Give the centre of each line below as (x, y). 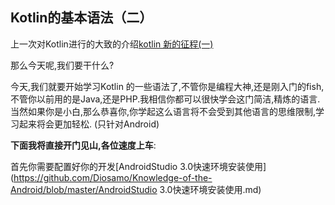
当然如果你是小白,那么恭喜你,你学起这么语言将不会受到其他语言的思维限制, (163, 111)
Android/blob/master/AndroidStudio (84, 189)
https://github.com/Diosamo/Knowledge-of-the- (113, 177)
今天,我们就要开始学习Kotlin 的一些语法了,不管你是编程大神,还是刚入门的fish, (167, 86)
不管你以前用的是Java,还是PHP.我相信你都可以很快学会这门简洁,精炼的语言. (165, 99)
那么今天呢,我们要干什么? (62, 65)
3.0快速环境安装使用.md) (210, 189)
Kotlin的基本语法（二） (81, 18)
